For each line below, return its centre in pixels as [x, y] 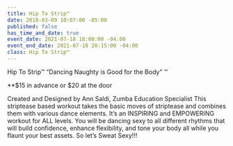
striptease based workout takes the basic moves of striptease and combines [116, 106]
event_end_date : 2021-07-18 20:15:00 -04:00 [73, 46]
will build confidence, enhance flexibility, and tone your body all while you [113, 128]
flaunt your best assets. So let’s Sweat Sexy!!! [72, 135]
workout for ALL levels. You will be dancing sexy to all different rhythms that [116, 120]
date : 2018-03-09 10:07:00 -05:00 [57, 20]
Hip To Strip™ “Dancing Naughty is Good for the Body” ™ [88, 72]
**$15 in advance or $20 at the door [60, 85]
